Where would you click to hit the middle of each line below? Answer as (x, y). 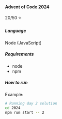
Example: (14, 95)
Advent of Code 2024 (27, 7)
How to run (16, 82)
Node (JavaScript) (23, 43)
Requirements (19, 54)
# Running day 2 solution (31, 104)
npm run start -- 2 (25, 112)
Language (15, 30)
